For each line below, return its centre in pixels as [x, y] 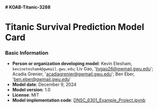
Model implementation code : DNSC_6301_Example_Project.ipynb [79, 100]
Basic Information [27, 53]
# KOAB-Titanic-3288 [28, 7]
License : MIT [26, 95]
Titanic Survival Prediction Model [75, 27]
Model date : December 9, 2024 [44, 85]
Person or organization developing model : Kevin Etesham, [72, 64]
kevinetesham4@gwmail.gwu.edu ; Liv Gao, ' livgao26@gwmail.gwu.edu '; [83, 69]
